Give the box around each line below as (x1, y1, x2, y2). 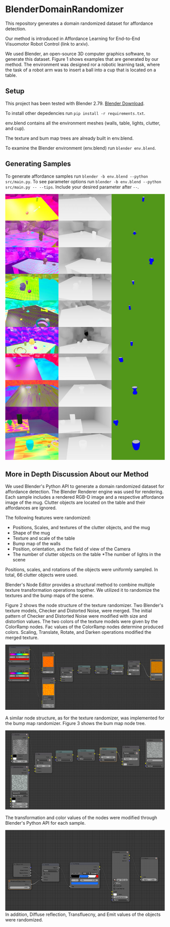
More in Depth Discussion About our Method (5, 470, 149, 478)
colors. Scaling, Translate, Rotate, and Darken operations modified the (5, 629, 152, 635)
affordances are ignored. (5, 505, 57, 511)
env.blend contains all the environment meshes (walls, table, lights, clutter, (5, 120, 161, 126)
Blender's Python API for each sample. (5, 820, 86, 826)
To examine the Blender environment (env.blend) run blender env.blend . (5, 145, 156, 151)
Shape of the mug (12, 530, 51, 536)
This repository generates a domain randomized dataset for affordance (5, 20, 153, 26)
